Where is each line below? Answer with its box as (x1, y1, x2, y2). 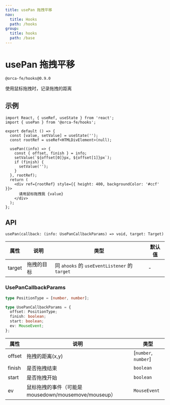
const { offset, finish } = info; (14, 150, 87, 156)
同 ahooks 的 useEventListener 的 (55, 262, 133, 269)
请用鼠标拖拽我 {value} (18, 191, 64, 196)
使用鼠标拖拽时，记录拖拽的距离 (5, 85, 72, 91)
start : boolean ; (10, 319, 44, 324)
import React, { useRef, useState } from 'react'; (5, 115, 114, 120)
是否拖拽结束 (26, 365, 57, 372)
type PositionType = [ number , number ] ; (5, 295, 90, 300)
